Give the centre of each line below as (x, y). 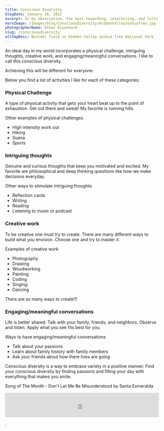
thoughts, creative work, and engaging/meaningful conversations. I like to (79, 56)
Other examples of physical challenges (44, 118)
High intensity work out (36, 127)
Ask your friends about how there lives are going (61, 357)
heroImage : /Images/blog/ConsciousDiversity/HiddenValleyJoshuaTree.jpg (81, 23)
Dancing (20, 289)
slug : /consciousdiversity (32, 32)
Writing (19, 201)
